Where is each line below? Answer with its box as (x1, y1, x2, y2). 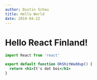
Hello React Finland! (5, 37, 88, 48)
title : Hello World (5, 12, 45, 16)
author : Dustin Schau (5, 7, 49, 12)
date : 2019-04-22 (5, 16, 40, 21)
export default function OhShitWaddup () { (5, 62, 93, 67)
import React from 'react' (5, 53, 60, 58)
